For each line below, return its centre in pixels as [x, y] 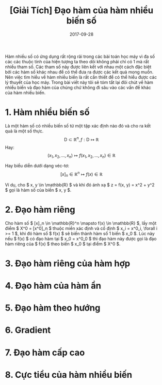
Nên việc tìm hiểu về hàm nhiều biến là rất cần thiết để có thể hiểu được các [81, 77]
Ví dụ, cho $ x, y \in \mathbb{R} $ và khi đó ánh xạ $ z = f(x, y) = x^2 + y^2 [80, 184]
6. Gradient [28, 330]
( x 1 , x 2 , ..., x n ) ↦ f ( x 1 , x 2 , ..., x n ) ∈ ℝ [81, 156]
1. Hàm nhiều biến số [47, 112]
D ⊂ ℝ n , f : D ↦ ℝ [81, 139]
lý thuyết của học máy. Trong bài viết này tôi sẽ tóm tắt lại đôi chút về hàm [79, 82]
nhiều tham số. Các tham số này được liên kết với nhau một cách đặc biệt [78, 67]
